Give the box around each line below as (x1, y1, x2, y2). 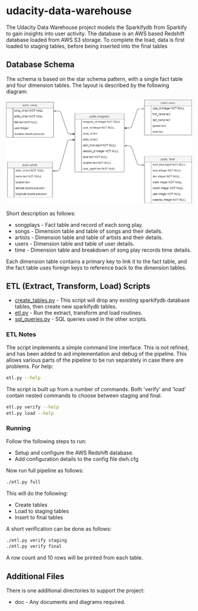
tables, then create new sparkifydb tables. (14, 303, 117, 310)
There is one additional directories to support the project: (6, 587, 145, 594)
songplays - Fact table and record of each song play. (14, 221, 143, 228)
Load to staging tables (14, 507, 70, 515)
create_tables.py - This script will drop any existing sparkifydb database (14, 297, 190, 304)
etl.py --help (6, 375, 41, 381)
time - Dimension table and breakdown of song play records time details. (14, 246, 192, 253)
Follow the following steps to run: (6, 437, 87, 444)
